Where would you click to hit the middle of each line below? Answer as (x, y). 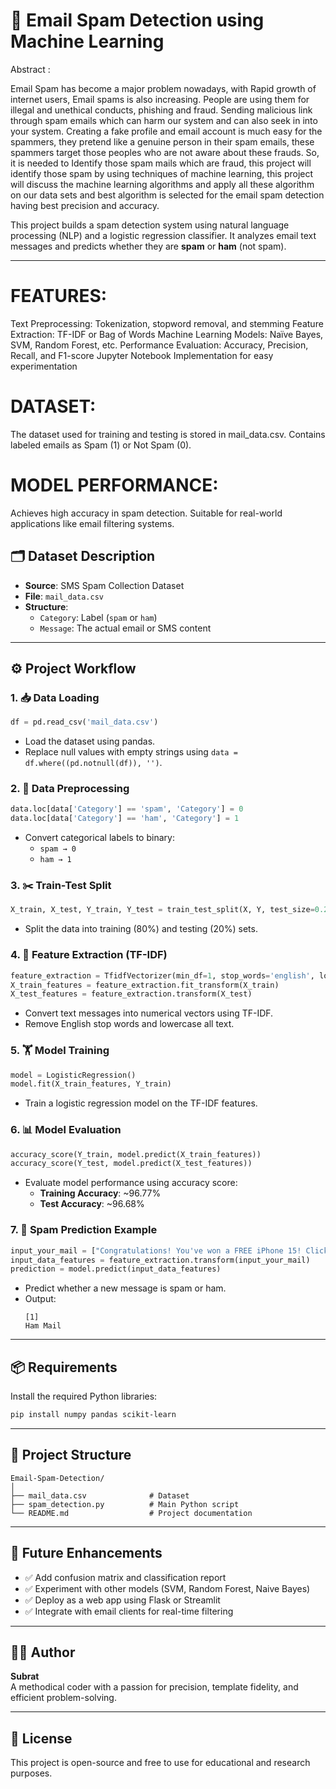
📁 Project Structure (71, 1455)
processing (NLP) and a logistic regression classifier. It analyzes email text (163, 235)
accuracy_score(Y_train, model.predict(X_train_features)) (136, 1154)
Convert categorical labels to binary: (99, 838)
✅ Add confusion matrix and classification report (125, 1577)
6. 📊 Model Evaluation (66, 1130)
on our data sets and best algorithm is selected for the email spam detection (167, 195)
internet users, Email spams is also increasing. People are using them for (160, 99)
